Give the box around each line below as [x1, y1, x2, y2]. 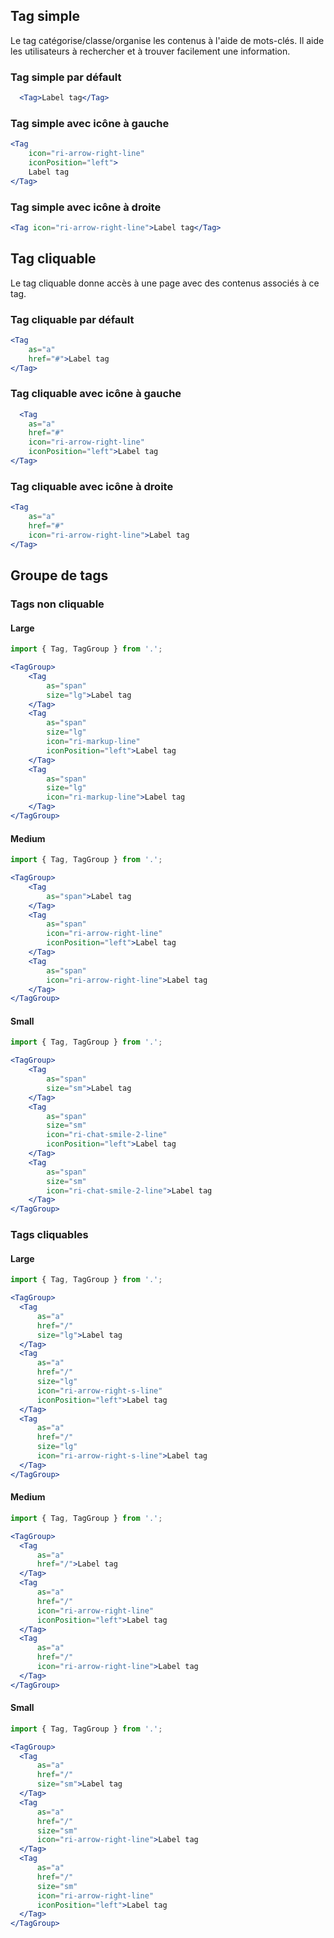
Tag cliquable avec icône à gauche [10, 387, 182, 401]
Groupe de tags [10, 567, 109, 584]
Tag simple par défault [10, 70, 122, 84]
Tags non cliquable [10, 597, 105, 611]
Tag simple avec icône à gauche [10, 116, 170, 130]
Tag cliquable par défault [10, 312, 135, 326]
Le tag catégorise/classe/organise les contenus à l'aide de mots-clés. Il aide [10, 34, 325, 46]
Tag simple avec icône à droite [10, 200, 162, 214]
